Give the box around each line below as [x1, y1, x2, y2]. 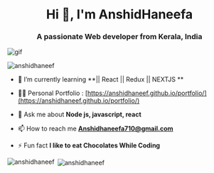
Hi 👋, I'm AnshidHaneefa [46, 6, 193, 23]
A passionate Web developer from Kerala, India [36, 32, 203, 42]
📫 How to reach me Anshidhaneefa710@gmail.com [17, 124, 173, 133]
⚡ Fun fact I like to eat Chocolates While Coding [17, 141, 161, 150]
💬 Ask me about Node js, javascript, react [17, 110, 142, 119]
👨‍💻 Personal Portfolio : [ [17, 89, 87, 98]
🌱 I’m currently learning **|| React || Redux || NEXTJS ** [17, 75, 184, 84]
